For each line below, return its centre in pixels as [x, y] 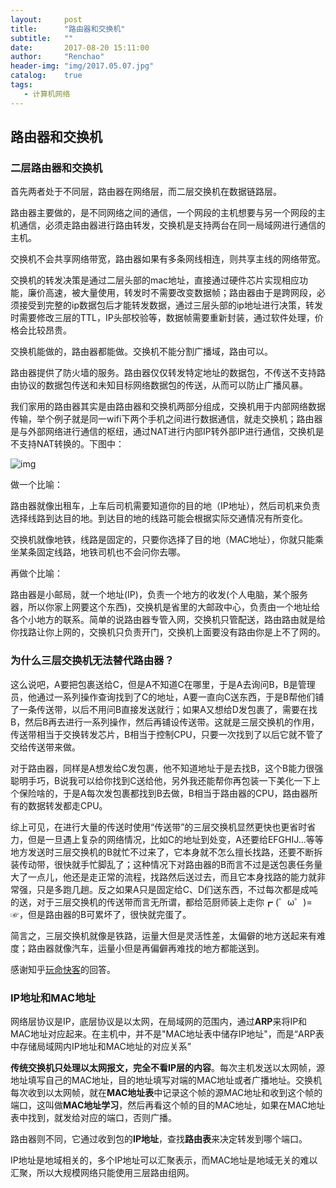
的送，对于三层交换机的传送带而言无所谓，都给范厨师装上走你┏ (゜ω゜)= [161, 902]
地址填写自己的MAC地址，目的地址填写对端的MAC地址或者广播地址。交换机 [166, 1080]
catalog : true [46, 76]
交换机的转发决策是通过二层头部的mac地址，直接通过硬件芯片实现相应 [155, 280]
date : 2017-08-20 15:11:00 [80, 47]
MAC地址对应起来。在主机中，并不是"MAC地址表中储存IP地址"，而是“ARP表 [167, 1033]
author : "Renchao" [57, 57]
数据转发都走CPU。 [67, 805]
